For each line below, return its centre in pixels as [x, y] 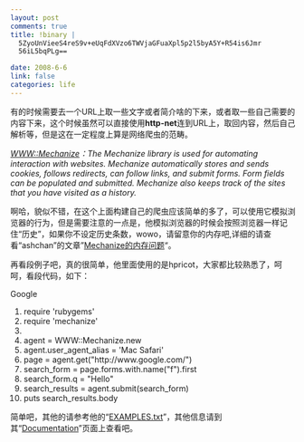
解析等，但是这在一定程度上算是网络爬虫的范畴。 [101, 134]
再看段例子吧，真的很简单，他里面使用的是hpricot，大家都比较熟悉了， [142, 264]
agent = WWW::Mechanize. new [82, 340]
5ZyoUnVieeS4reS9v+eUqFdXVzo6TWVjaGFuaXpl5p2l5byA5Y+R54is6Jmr [140, 43]
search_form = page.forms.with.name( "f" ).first [110, 369]
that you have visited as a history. [73, 192]
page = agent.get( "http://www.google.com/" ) [108, 360]
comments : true [39, 26]
